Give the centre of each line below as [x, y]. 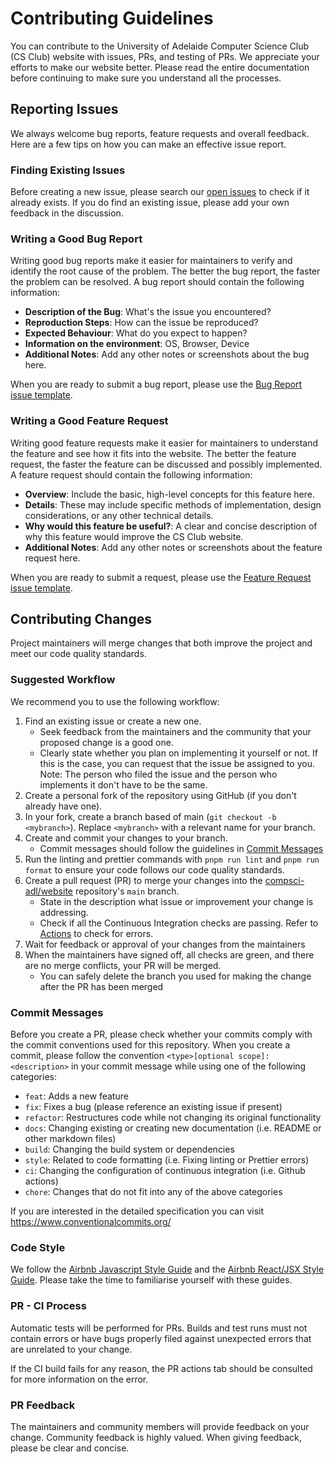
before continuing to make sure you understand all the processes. [146, 78]
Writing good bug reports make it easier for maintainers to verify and [151, 261]
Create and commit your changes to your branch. [126, 838]
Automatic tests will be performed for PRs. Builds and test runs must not [159, 1328]
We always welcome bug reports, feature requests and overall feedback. [160, 133]
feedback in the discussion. [67, 213]
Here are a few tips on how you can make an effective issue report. [148, 144]
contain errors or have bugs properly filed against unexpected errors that [161, 1338]
